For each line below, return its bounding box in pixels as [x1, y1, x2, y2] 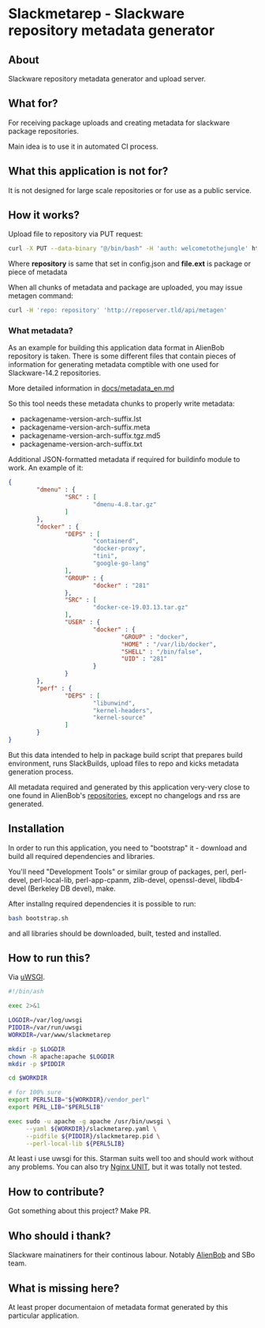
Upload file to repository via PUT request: [8, 229, 144, 239]
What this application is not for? [8, 165, 169, 178]
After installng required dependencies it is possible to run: [8, 899, 196, 908]
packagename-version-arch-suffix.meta [19, 422, 151, 432]
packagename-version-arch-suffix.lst [19, 414, 142, 424]
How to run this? [8, 952, 91, 965]
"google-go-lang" [92, 559, 150, 568]
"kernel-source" [92, 713, 147, 722]
